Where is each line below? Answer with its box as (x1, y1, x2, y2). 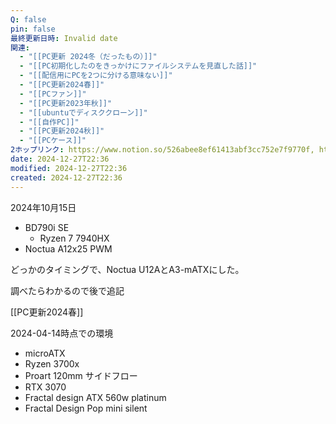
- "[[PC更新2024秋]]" (19, 126, 105, 136)
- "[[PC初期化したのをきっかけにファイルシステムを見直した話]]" (19, 61, 258, 71)
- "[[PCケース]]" (19, 136, 87, 146)
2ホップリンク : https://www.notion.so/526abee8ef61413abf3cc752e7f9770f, (10, 145, 315, 155)
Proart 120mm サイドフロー (24, 369, 138, 381)
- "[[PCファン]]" (19, 89, 87, 99)
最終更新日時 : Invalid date (10, 33, 118, 43)
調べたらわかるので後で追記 (10, 284, 125, 296)
